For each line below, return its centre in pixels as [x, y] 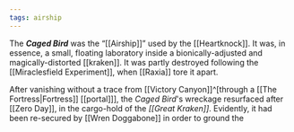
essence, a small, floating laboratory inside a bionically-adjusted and [136, 53]
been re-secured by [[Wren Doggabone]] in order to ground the [127, 118]
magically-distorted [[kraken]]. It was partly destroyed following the [134, 62]
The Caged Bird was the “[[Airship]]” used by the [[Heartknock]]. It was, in [147, 43]
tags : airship [36, 18]
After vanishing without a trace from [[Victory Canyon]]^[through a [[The [143, 89]
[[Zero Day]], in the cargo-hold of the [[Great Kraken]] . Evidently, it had [141, 108]
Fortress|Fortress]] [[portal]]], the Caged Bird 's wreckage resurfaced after [147, 99]
